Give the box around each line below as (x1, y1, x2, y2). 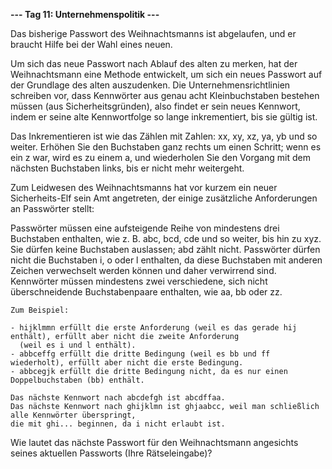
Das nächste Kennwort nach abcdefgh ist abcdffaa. (10, 393, 226, 403)
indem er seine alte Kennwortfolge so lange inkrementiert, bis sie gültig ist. (10, 111, 318, 123)
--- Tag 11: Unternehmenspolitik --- (10, 9, 160, 20)
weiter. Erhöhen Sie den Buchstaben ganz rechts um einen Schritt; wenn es (10, 141, 322, 153)
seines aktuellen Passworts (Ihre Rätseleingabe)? (10, 447, 213, 459)
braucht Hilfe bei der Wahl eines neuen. (10, 39, 173, 50)
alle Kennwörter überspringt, (10, 410, 137, 420)
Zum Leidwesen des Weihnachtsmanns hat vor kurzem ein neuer (10, 182, 278, 193)
